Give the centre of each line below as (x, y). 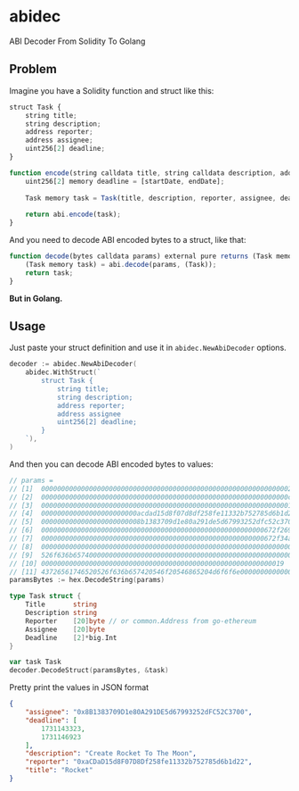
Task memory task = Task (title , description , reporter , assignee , (151, 198)
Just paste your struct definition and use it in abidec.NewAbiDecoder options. (148, 348)
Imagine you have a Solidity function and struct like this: (112, 90)
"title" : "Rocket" (59, 770)
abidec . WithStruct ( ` (63, 372)
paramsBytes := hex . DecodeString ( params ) (87, 580)
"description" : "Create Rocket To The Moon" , (111, 754)
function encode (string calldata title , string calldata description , (143, 173)
